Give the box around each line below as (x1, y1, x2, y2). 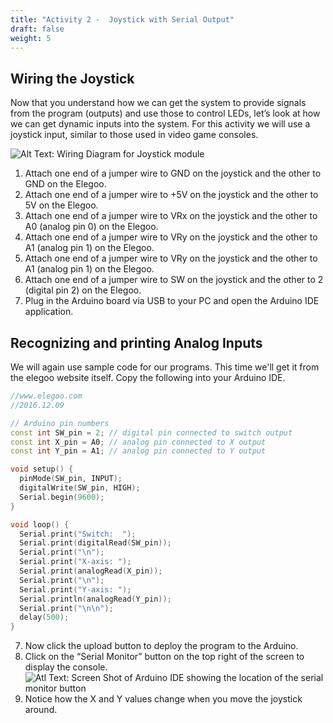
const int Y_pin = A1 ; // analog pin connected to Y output (10, 446, 267, 456)
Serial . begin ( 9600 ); (19, 492, 105, 502)
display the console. (24, 661, 108, 673)
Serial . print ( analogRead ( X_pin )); (19, 566, 163, 576)
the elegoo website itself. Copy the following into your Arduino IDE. (10, 372, 286, 383)
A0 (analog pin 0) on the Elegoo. (24, 221, 159, 233)
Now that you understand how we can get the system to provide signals (10, 97, 307, 109)
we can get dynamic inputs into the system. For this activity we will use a (10, 118, 311, 130)
